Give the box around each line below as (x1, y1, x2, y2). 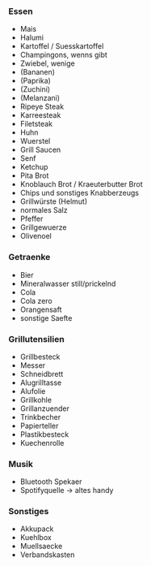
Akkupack (19, 524, 54, 534)
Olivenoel (19, 231, 52, 241)
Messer (19, 360, 46, 370)
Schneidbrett (19, 369, 64, 378)
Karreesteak (19, 110, 61, 120)
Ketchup (19, 162, 48, 172)
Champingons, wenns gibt (19, 50, 107, 60)
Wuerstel (19, 136, 51, 146)
